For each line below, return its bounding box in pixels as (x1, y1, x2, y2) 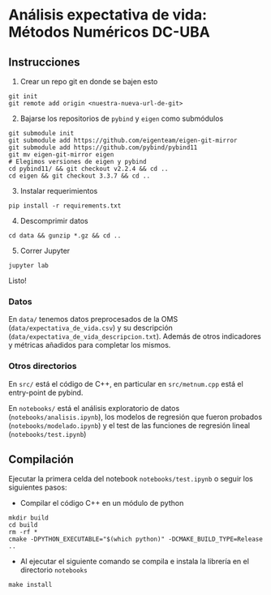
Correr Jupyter (19, 246, 71, 255)
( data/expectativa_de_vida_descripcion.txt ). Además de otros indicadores (8, 332, 261, 341)
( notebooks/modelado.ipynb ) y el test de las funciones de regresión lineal (8, 420, 250, 430)
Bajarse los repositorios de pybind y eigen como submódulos (19, 113, 224, 123)
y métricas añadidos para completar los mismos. (8, 340, 171, 350)
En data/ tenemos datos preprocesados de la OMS (8, 315, 179, 324)
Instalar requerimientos (19, 186, 98, 195)
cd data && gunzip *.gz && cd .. (8, 232, 122, 240)
